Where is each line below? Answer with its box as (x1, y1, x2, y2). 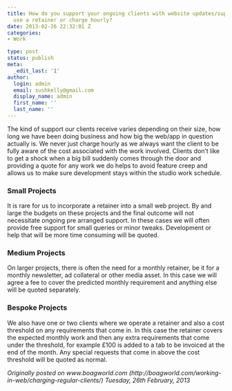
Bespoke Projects (7, 303, 68, 312)
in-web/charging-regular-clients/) (7, 376, 104, 384)
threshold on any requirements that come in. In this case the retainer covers (7, 325, 223, 334)
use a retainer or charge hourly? (13, 17, 113, 23)
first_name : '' (13, 99, 57, 107)
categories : (7, 29, 41, 37)
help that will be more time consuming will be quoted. (7, 231, 159, 239)
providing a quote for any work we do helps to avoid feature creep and (7, 161, 208, 170)
